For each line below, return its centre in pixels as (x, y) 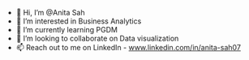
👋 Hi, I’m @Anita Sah (50, 13)
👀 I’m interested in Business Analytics (79, 21)
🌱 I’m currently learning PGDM (67, 30)
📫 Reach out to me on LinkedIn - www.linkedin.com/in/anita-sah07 (129, 47)
